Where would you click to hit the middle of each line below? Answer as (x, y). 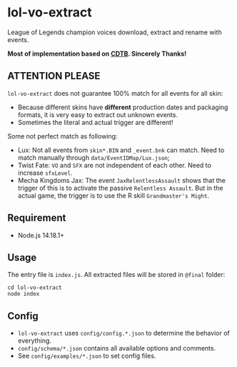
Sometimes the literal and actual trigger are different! (95, 122)
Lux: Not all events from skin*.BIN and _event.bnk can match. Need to (121, 150)
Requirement (37, 218)
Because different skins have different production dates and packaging (123, 107)
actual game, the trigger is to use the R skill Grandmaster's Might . (113, 195)
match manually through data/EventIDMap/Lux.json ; (94, 157)
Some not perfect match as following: (62, 136)
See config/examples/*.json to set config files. (87, 356)
